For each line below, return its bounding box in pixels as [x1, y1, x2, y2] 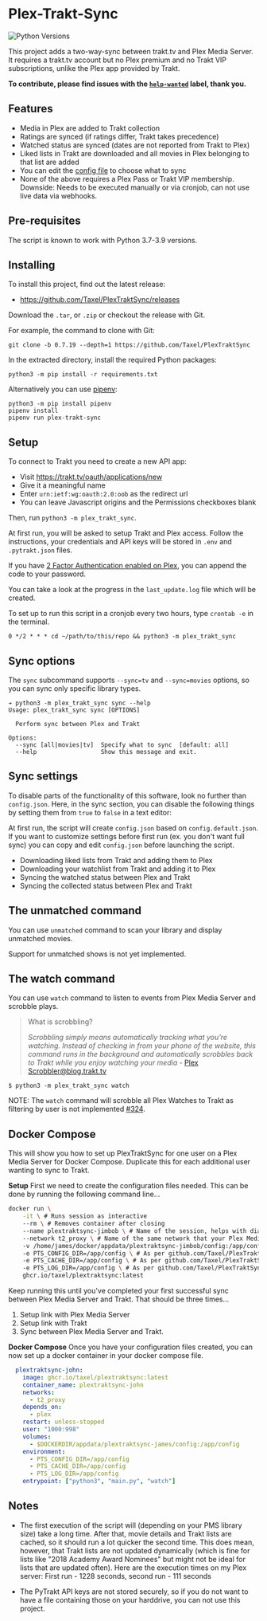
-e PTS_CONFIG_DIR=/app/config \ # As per [22, 1249, 165, 1258]
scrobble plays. [8, 1002, 59, 1011]
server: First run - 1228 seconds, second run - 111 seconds [19, 1571, 212, 1580]
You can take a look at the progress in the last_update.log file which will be [8, 585, 257, 595]
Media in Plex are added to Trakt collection [19, 123, 161, 132]
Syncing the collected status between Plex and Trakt [19, 881, 192, 890]
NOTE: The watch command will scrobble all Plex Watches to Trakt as [8, 1096, 234, 1105]
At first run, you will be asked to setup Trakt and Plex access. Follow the [8, 528, 244, 538]
